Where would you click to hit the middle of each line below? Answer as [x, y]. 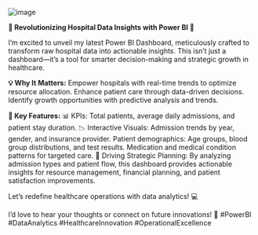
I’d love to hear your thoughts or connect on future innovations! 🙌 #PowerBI [130, 215]
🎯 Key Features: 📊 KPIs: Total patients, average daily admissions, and [122, 116]
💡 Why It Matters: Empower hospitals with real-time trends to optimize [122, 83]
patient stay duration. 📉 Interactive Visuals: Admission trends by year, [122, 127]
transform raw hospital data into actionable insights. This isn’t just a [117, 51]
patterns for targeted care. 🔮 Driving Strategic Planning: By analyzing [120, 156]
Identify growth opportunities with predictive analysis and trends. [113, 100]
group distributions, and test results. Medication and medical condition [122, 147]
